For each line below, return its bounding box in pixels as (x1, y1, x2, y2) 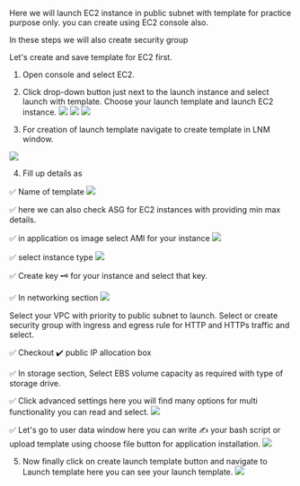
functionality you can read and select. (9, 407, 150, 417)
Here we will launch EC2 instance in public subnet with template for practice (9, 8, 292, 18)
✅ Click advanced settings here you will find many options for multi (9, 395, 258, 406)
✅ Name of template (9, 187, 85, 196)
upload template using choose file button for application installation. (9, 438, 260, 449)
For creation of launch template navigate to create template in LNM (22, 125, 271, 135)
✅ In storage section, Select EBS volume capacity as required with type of (9, 368, 284, 378)
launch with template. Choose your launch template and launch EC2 (22, 96, 274, 107)
